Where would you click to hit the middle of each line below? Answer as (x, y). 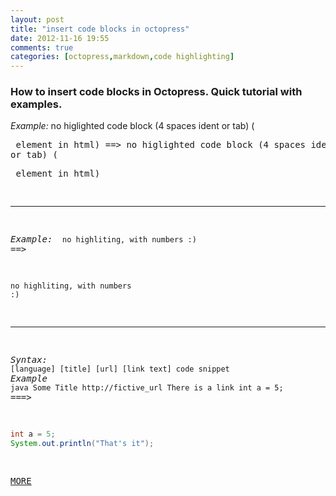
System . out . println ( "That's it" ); (82, 444)
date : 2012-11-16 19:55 (60, 38)
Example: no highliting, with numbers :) (103, 239)
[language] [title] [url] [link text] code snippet (120, 369)
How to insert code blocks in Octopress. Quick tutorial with (156, 92)
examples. (36, 104)
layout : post (37, 19)
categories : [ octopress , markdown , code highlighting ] (122, 57)
